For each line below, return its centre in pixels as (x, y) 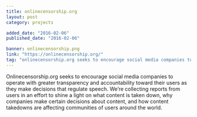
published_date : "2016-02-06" (43, 39)
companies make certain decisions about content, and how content (87, 101)
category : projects (30, 22)
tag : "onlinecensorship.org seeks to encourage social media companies (95, 60)
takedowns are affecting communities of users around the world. (84, 107)
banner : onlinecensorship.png (43, 49)
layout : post (22, 17)
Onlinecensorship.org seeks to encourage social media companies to (90, 76)
